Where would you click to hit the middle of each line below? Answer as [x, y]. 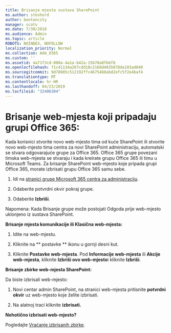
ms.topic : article [25, 39]
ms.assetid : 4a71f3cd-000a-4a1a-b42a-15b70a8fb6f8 [60, 63]
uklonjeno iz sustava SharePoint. [40, 214]
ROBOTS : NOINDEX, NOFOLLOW [34, 44]
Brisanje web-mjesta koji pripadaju [81, 117]
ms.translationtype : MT [31, 77]
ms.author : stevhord [27, 15]
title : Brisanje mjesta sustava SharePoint [52, 10]
